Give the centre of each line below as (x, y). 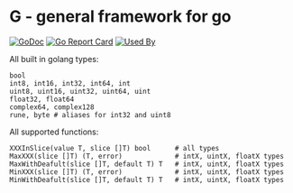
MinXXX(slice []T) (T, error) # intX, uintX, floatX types (146, 172)
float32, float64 (42, 99)
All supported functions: (54, 132)
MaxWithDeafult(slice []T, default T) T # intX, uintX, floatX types (146, 164)
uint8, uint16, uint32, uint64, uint (80, 91)
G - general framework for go (120, 17)
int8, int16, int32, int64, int (70, 83)
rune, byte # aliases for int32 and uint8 (90, 115)
